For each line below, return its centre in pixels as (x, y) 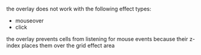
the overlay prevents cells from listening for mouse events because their (97, 39)
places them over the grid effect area (68, 46)
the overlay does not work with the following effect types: (79, 9)
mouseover (29, 20)
